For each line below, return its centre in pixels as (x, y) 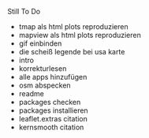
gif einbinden (40, 43)
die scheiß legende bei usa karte (72, 52)
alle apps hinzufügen (53, 77)
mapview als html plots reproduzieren (80, 35)
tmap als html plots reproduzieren (73, 26)
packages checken (50, 102)
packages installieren (53, 110)
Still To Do (24, 11)
